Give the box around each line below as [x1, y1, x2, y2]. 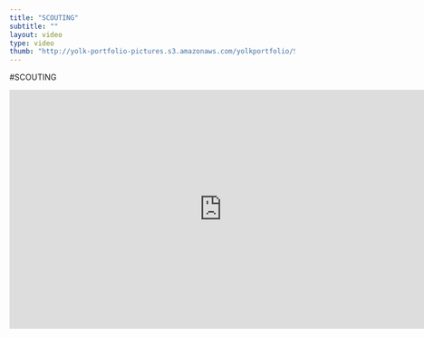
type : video [9, 38, 54, 48]
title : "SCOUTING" [9, 13, 79, 23]
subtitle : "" [9, 22, 59, 31]
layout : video [9, 30, 63, 39]
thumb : [9, 47, 34, 56]
